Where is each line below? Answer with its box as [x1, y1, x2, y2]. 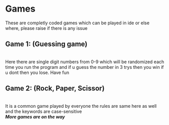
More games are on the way [5, 113, 66, 119]
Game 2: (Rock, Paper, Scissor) [5, 84, 105, 93]
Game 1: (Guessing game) [5, 40, 88, 49]
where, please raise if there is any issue [5, 25, 88, 31]
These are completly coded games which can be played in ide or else [5, 20, 150, 26]
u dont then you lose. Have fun [5, 69, 70, 75]
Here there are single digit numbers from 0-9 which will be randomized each [5, 59, 164, 65]
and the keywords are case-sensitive [5, 108, 82, 114]
